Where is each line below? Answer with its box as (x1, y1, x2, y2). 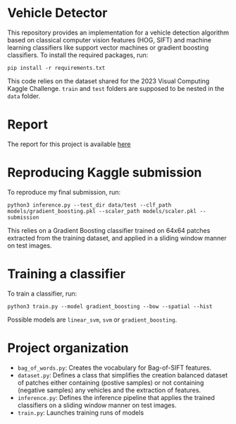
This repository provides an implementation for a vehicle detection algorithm (7, 28, 229, 37)
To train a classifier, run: (7, 289, 77, 298)
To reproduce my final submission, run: (7, 188, 121, 196)
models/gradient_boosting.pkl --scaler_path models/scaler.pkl (7, 207, 197, 214)
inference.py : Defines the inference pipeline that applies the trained (17, 393, 215, 401)
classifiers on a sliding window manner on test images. (17, 401, 177, 409)
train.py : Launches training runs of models (17, 408, 144, 417)
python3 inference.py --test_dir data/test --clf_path (7, 201, 172, 209)
